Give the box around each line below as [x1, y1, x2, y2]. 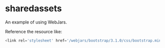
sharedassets [5, 3, 62, 14]
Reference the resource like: [5, 28, 62, 34]
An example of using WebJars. [5, 19, 67, 25]
